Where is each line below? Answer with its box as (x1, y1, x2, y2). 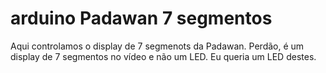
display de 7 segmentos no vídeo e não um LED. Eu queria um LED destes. (10, 50, 317, 62)
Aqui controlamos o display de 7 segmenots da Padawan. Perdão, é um (10, 40, 305, 52)
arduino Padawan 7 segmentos (10, 7, 273, 30)
